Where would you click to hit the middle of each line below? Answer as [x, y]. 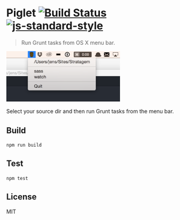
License [22, 197]
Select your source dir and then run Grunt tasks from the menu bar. [90, 112]
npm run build [24, 145]
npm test [17, 178]
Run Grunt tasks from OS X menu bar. [68, 42]
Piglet [21, 13]
